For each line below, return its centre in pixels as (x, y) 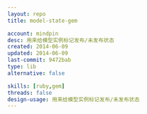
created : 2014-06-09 (38, 47)
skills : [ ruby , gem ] (36, 86)
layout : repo (27, 14)
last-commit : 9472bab (39, 60)
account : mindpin (33, 33)
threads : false (30, 93)
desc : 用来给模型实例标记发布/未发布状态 (61, 40)
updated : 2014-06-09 (38, 53)
